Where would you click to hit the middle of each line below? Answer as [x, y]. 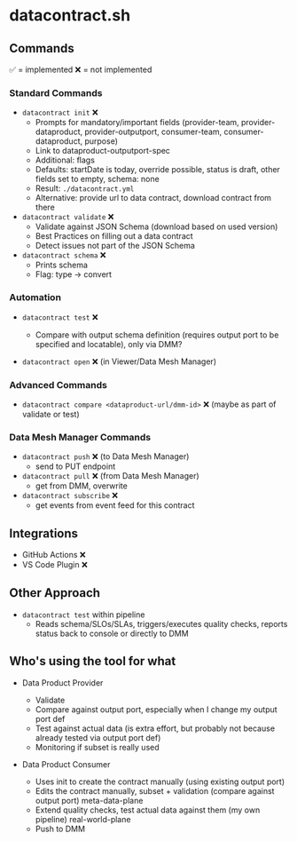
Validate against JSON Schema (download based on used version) [156, 226]
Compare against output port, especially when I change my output [156, 709]
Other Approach [55, 593]
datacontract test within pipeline [83, 615]
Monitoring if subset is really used [97, 747]
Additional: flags [65, 160]
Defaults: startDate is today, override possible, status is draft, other [158, 170]
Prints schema [62, 265]
